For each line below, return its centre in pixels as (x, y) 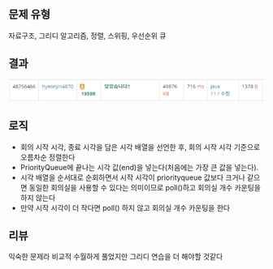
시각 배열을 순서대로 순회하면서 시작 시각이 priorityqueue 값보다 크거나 (132, 177)
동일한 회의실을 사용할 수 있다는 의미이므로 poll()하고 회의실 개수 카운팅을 (145, 187)
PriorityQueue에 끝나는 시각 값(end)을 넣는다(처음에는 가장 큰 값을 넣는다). (139, 167)
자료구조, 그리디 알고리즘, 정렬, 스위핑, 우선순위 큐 (87, 36)
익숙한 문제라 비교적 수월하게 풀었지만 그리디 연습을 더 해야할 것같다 (116, 257)
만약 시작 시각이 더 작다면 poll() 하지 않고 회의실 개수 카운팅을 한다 (125, 207)
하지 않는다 (38, 198)
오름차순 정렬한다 (48, 157)
